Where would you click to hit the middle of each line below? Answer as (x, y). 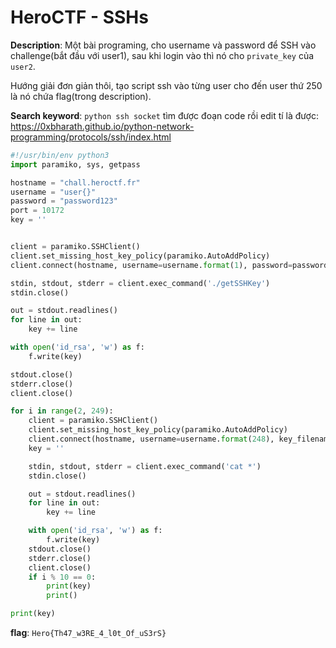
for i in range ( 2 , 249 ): (62, 411)
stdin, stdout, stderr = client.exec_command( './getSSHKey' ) (140, 283)
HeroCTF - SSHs (79, 17)
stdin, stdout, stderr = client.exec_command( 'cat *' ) (145, 466)
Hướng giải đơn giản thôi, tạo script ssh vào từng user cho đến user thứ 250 (166, 85)
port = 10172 (37, 211)
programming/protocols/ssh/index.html (91, 137)
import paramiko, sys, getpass (75, 164)
